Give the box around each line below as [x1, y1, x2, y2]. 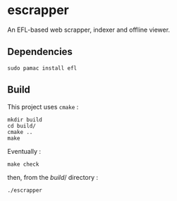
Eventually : [7, 147, 41, 155]
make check [7, 161, 39, 168]
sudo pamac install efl [7, 64, 78, 72]
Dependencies [7, 46, 73, 58]
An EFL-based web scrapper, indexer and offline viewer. [7, 25, 171, 34]
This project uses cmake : [7, 102, 79, 111]
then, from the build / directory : [7, 173, 99, 181]
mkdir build [7, 116, 42, 123]
